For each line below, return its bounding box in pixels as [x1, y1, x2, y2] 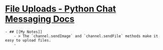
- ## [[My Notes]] [5, 29, 42, 34]
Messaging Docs [5, 13, 75, 25]
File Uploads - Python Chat [5, 3, 116, 14]
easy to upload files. [5, 37, 51, 43]
